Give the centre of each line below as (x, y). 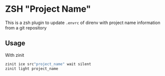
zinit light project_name (32, 69)
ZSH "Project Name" (48, 9)
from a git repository (26, 27)
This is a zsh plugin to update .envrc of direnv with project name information (83, 23)
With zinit (15, 55)
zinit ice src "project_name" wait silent (48, 64)
